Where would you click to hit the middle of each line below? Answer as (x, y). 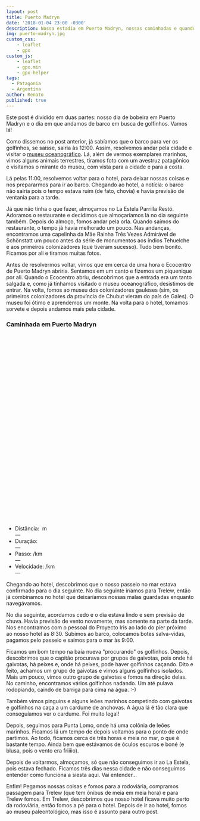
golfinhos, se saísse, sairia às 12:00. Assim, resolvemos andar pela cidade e (99, 148)
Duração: (26, 541)
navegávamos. (24, 603)
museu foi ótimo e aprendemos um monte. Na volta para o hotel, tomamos (97, 302)
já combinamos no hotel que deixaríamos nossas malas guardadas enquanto (100, 597)
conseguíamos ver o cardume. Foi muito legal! (63, 714)
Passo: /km (29, 554)
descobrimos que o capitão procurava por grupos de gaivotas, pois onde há (99, 658)
